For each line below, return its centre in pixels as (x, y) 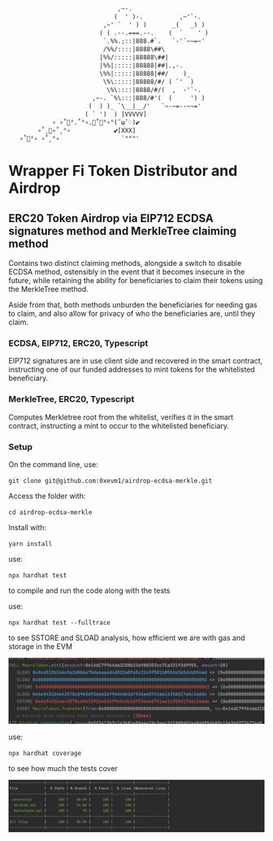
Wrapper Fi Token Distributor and (123, 171)
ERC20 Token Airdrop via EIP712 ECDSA (111, 218)
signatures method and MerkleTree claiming (123, 231)
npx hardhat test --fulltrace (60, 622)
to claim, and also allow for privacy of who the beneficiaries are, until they (132, 314)
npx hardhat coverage (45, 754)
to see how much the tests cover (63, 769)
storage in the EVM (41, 646)
